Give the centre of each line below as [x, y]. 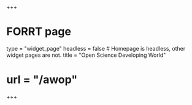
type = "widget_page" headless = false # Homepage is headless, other [96, 48]
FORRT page [39, 32]
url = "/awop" [42, 80]
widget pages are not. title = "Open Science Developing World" [86, 55]
